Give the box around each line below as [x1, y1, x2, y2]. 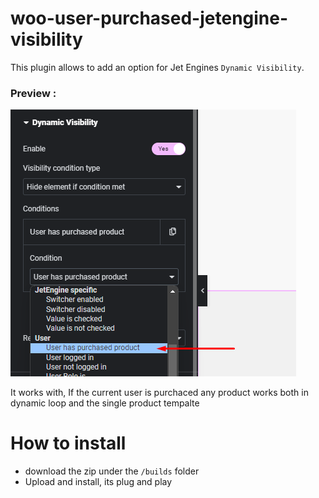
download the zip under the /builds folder [24, 465, 200, 477]
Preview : [10, 86, 57, 100]
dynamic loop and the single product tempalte [10, 397, 200, 409]
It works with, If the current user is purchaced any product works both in [10, 387, 309, 399]
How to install [10, 432, 127, 455]
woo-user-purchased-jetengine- [10, 7, 289, 30]
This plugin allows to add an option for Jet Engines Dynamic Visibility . [10, 61, 305, 73]
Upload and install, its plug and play [24, 476, 173, 488]
